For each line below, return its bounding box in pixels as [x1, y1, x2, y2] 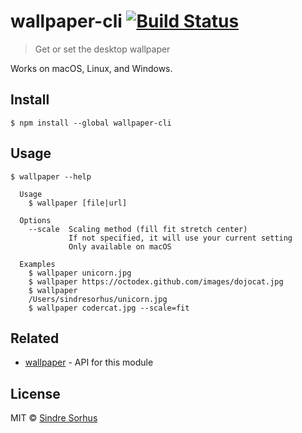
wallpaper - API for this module [24, 356, 154, 369]
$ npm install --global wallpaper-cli [10, 118, 172, 128]
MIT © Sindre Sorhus [10, 412, 98, 424]
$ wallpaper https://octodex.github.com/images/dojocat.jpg [28, 276, 284, 287]
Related [10, 330, 60, 347]
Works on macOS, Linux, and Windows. [10, 62, 173, 74]
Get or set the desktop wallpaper [34, 43, 171, 55]
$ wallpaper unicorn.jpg [28, 268, 132, 278]
